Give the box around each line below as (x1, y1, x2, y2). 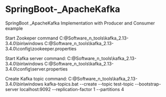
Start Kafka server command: (5, 55, 66, 61)
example (5, 25, 23, 31)
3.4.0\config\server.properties (5, 66, 68, 72)
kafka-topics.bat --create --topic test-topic (44, 81, 134, 87)
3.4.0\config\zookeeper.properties (5, 45, 77, 51)
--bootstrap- (135, 81, 161, 87)
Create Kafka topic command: (5, 75, 67, 81)
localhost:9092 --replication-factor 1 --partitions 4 (20, 86, 124, 92)
